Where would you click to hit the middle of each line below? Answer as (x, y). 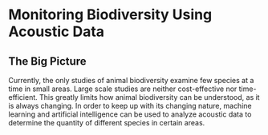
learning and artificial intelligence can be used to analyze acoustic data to (130, 114)
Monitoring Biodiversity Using (110, 15)
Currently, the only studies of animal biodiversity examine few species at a (131, 80)
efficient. (23, 97)
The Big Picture (47, 61)
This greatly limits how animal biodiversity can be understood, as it (149, 97)
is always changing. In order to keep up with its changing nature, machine (130, 106)
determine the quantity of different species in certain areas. (107, 123)
